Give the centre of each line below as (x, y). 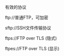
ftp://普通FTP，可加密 (27, 18)
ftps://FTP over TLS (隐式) (31, 38)
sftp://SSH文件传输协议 (28, 28)
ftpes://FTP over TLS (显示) (32, 48)
